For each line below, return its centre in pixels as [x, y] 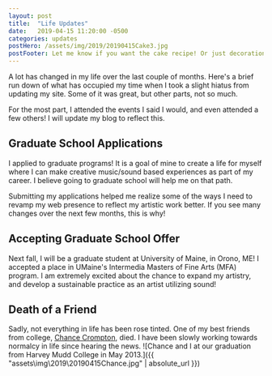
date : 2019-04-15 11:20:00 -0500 [68, 31]
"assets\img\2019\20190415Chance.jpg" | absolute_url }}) [104, 363]
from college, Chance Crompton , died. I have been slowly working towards [133, 338]
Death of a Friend [53, 310]
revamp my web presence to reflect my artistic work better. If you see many [135, 204]
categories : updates [43, 38]
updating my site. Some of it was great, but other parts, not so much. [123, 94]
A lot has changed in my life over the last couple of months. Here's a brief [131, 77]
